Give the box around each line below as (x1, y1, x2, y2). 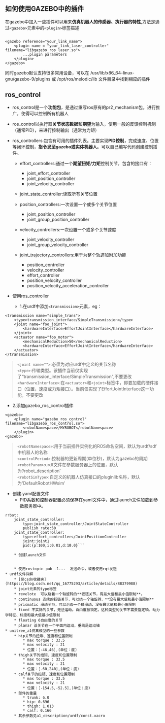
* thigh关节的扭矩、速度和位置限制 (14, 653, 77, 657)
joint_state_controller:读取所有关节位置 (19, 191, 98, 197)
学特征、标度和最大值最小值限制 (5, 613, 61, 618)
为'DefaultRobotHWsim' (17, 480, 66, 486)
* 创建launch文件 (14, 552, 47, 557)
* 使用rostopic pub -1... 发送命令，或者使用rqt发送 (14, 566, 117, 571)
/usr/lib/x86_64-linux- (90, 69, 134, 75)
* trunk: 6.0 (23, 695, 50, 700)
